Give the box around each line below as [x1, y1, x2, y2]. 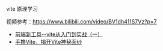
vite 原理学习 [6, 5, 38, 12]
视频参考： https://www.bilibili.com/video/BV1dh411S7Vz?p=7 [6, 18, 158, 25]
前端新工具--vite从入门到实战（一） [14, 31, 103, 38]
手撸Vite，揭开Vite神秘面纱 [14, 38, 82, 45]
